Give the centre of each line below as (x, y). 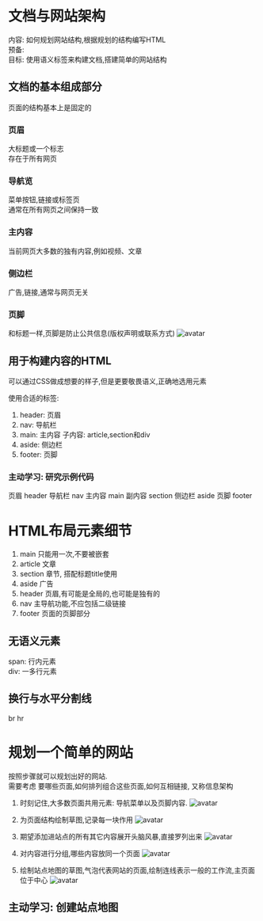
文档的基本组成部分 (55, 87)
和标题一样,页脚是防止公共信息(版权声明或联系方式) (92, 333)
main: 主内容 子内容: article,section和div (85, 435)
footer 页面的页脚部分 (55, 614)
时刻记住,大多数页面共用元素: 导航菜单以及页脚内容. (103, 803)
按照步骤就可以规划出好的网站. (58, 776)
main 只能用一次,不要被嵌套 (64, 554)
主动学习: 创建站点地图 (63, 908)
